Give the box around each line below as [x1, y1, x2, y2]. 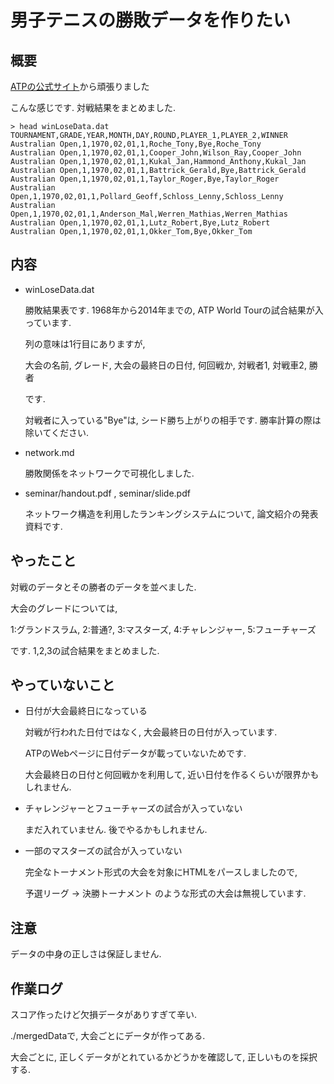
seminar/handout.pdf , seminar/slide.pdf [24, 487, 191, 499]
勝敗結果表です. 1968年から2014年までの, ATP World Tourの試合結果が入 [24, 304, 324, 316]
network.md [24, 446, 75, 458]
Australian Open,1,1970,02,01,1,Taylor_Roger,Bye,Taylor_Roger [10, 174, 280, 184]
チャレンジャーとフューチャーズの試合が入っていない [24, 802, 243, 815]
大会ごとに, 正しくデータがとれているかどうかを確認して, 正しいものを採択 [10, 1051, 318, 1063]
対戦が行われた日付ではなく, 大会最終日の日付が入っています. [24, 726, 278, 738]
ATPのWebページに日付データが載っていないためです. [24, 747, 247, 760]
